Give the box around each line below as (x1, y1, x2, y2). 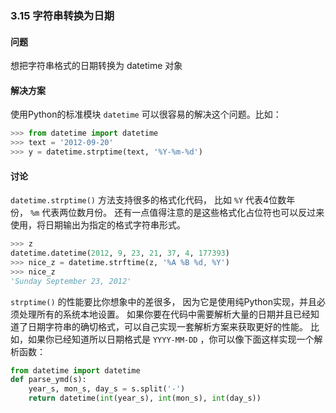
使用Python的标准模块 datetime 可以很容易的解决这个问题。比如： (10, 108, 282, 121)
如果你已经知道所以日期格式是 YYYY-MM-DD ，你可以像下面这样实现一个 (27, 333, 315, 345)
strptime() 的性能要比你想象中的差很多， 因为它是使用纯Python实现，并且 (10, 295, 318, 307)
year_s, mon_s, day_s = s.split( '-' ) (28, 384, 186, 394)
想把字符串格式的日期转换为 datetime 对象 (10, 60, 183, 72)
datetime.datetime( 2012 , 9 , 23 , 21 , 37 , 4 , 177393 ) (10, 248, 230, 259)
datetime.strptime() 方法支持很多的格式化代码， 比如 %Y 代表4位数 (10, 194, 287, 206)
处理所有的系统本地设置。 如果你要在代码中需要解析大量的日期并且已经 (18, 308, 311, 320)
